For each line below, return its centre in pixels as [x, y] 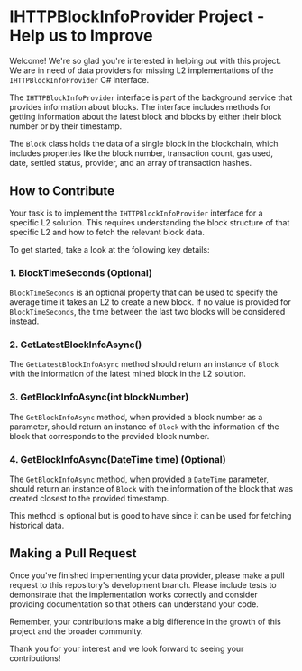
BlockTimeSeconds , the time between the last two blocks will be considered [147, 312]
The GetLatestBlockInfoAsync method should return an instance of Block [144, 364]
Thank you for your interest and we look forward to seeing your [127, 648]
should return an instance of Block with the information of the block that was [151, 488]
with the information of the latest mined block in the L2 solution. [128, 374]
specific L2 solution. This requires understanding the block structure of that [150, 222]
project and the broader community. [76, 631]
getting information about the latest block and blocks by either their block [146, 116]
